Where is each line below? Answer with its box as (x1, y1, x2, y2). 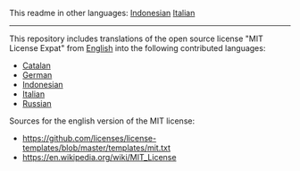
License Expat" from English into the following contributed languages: (9, 43, 266, 53)
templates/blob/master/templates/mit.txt (21, 142, 171, 153)
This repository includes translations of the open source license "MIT (9, 33, 263, 44)
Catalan (21, 60, 51, 71)
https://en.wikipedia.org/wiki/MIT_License (21, 152, 177, 162)
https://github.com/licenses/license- (21, 133, 157, 143)
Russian (21, 98, 52, 108)
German (21, 70, 53, 80)
